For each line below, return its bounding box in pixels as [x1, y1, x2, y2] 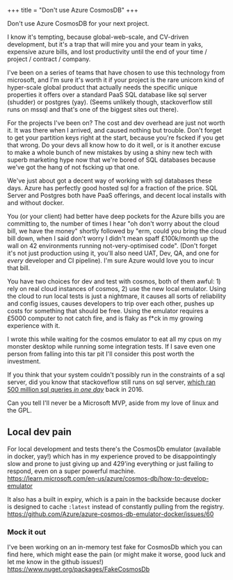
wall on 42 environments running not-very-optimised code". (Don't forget [7, 242, 217, 249]
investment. [7, 357, 41, 365]
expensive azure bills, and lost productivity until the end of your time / [7, 48, 207, 56]
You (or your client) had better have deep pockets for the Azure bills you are [7, 212, 225, 220]
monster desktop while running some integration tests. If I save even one [7, 342, 216, 350]
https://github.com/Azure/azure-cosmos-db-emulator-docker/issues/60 [7, 510, 214, 518]
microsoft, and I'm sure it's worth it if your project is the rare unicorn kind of [7, 76, 225, 84]
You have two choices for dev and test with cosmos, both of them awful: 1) [7, 277, 221, 285]
